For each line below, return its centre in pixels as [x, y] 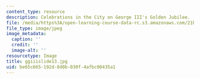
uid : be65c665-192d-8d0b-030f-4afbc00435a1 [61, 67]
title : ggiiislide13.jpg [37, 61]
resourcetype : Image [32, 56]
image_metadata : [26, 34]
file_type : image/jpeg [34, 28]
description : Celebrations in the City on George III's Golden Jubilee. [98, 17]
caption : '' [26, 39]
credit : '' [25, 45]
